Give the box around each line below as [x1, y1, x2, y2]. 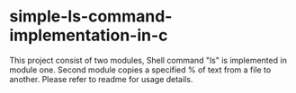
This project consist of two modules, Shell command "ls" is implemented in [9, 55, 288, 65]
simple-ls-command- [9, 6, 173, 27]
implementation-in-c [9, 25, 168, 46]
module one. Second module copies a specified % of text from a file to [9, 64, 272, 75]
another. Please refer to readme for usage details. [9, 73, 193, 84]
